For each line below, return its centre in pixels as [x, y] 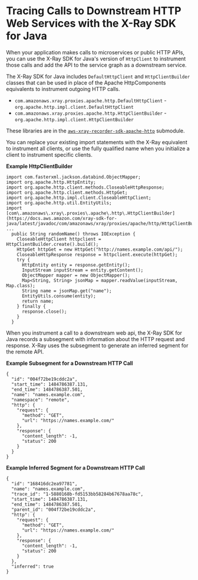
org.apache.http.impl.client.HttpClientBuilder [74, 119]
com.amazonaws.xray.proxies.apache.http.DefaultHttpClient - [90, 100]
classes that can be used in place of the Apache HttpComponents [86, 82]
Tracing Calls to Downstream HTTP [94, 11]
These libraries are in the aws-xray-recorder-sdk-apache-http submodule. [95, 131]
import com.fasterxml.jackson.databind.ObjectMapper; [74, 177]
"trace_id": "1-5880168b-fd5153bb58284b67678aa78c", [77, 494]
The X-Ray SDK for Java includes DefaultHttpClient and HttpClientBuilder [98, 76]
